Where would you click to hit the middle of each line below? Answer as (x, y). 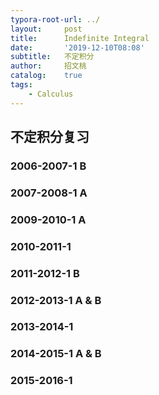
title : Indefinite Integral (80, 38)
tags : (21, 85)
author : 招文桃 (48, 66)
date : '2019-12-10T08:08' (77, 47)
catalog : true (46, 76)
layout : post (46, 29)
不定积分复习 (50, 137)
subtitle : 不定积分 (52, 57)
